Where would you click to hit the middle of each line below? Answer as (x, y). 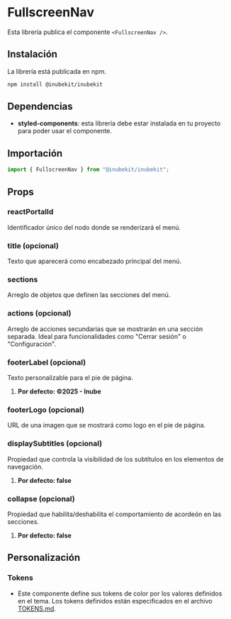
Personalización (44, 558)
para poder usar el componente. (64, 131)
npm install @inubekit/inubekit (55, 84)
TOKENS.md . (37, 608)
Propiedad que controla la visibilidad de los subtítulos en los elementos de (115, 459)
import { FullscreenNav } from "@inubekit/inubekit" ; (89, 170)
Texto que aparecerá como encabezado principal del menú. (95, 261)
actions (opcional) (39, 313)
